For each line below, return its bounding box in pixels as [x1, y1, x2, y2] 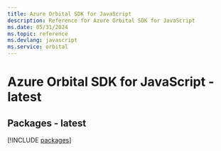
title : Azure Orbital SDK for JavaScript [7, 10, 132, 18]
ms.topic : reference [7, 30, 69, 38]
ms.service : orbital [7, 43, 69, 50]
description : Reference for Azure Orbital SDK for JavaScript [7, 17, 195, 24]
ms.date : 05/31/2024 [7, 23, 69, 30]
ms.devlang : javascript [7, 37, 78, 44]
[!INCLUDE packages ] [7, 136, 72, 144]
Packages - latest [7, 117, 87, 129]
